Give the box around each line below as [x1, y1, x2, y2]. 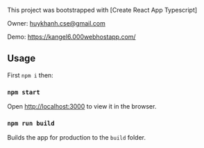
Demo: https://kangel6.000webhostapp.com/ [7, 33, 137, 41]
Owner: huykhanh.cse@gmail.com [7, 19, 105, 27]
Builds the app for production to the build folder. [7, 133, 146, 142]
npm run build [7, 120, 55, 127]
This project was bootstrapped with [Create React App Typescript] [7, 6, 198, 14]
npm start [7, 88, 40, 96]
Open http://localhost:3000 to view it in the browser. [7, 102, 157, 111]
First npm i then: [7, 71, 53, 79]
